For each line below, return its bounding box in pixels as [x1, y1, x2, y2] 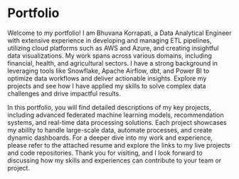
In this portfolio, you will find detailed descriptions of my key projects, [7, 103, 211, 111]
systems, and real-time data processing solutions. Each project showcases [7, 118, 227, 126]
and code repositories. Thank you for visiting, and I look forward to [7, 148, 203, 157]
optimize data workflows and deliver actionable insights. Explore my [7, 73, 207, 83]
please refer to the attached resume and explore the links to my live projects [7, 140, 230, 149]
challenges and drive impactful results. [7, 89, 121, 98]
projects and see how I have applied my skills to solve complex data [7, 81, 206, 90]
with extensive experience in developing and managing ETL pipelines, [7, 36, 212, 44]
